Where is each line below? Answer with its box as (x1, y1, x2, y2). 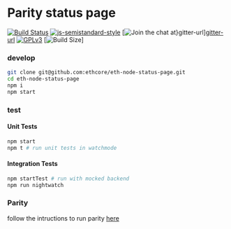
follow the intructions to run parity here (7, 214, 120, 222)
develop (7, 53, 36, 62)
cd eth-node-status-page (7, 76, 80, 83)
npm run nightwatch (7, 181, 64, 188)
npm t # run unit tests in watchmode (7, 144, 117, 151)
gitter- (205, 28, 224, 36)
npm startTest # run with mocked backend (7, 175, 130, 182)
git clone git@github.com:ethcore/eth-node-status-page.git (7, 69, 186, 76)
